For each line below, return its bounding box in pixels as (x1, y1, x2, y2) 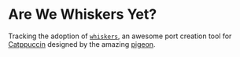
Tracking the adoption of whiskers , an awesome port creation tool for (8, 31, 232, 41)
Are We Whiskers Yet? (8, 5, 157, 23)
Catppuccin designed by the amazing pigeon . (8, 39, 156, 48)
